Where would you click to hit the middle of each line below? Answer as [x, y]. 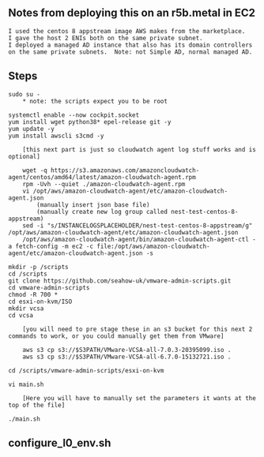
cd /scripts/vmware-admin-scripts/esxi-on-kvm [86, 370]
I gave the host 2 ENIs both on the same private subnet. [106, 38]
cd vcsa [21, 315]
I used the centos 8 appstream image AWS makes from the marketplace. [127, 31]
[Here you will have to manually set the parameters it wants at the [140, 398]
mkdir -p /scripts [38, 267]
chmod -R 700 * [33, 294]
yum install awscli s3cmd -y [56, 136]
